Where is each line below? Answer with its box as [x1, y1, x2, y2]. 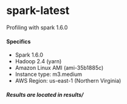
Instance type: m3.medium [15, 71, 83, 78]
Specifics [6, 38, 31, 45]
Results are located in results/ [6, 91, 84, 98]
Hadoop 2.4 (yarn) [15, 58, 62, 65]
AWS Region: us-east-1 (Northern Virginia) [15, 77, 122, 85]
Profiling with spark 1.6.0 [6, 24, 68, 31]
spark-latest [6, 4, 70, 18]
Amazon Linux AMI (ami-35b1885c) [15, 64, 104, 72]
